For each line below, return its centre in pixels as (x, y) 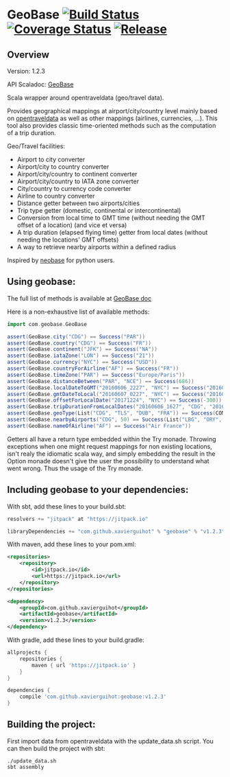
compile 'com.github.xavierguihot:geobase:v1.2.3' (93, 697)
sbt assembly (26, 767)
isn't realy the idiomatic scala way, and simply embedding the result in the (111, 454)
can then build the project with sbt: (56, 748)
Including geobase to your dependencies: (98, 490)
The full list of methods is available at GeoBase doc (79, 298)
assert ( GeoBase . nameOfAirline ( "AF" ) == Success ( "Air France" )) (99, 426)
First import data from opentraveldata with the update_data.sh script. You (110, 741)
